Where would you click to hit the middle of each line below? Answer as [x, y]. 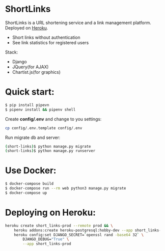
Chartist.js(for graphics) [36, 72]
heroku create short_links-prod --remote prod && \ [59, 225]
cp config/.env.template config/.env [44, 128]
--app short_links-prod [47, 244]
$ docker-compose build [29, 184]
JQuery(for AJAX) [30, 67]
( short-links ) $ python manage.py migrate [48, 146]
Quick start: [30, 92]
